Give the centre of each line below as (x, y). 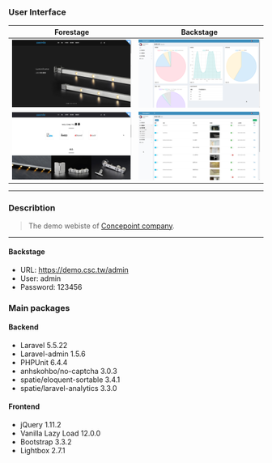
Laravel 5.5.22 (44, 345)
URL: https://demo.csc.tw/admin (74, 270)
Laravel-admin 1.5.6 (53, 354)
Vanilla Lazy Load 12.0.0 (60, 433)
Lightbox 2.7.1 (42, 451)
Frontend (24, 406)
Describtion (32, 208)
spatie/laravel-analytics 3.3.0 (68, 388)
